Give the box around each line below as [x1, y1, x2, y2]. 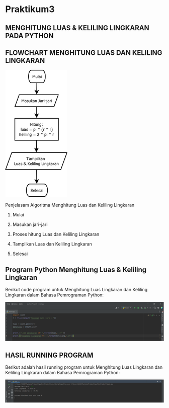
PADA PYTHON [5, 31, 54, 40]
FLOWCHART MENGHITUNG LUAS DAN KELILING [5, 48, 162, 57]
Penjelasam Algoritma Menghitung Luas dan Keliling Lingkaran [5, 202, 135, 208]
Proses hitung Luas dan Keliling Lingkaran [12, 231, 100, 237]
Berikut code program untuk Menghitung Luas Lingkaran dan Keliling [5, 287, 148, 293]
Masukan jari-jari [12, 221, 48, 227]
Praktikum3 [5, 4, 55, 15]
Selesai [12, 251, 28, 257]
